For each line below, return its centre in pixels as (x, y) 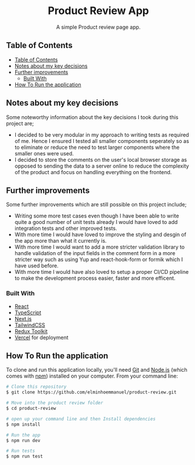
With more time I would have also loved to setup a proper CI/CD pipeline (102, 272)
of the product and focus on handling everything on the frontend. (93, 172)
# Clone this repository (36, 387)
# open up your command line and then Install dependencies (81, 419)
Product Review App (98, 11)
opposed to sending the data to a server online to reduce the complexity (102, 166)
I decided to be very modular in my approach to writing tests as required (102, 135)
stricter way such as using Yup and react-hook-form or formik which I (99, 260)
